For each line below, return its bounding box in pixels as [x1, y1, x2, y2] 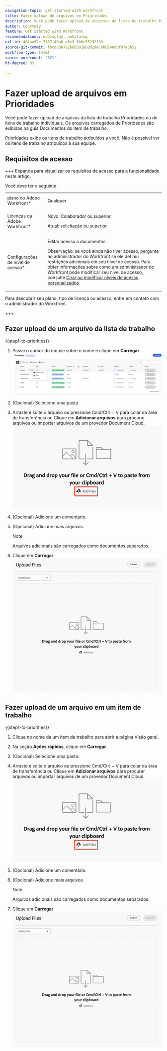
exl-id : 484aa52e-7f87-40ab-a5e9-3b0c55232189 [5, 40, 103, 45]
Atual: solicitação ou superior [47, 223, 107, 229]
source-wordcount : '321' [5, 55, 57, 60]
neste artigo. [5, 173, 31, 179]
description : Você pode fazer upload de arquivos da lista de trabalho [5, 18, 157, 23]
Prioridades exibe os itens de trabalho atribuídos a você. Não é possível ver [5, 135, 160, 141]
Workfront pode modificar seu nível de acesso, [47, 269, 143, 276]
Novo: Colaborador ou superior [47, 213, 111, 219]
